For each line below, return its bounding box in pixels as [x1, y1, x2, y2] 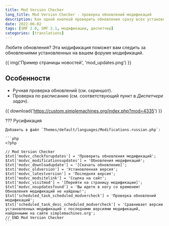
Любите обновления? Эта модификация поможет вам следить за [5, 45, 146, 50]
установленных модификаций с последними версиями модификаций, [5, 206, 141, 211]
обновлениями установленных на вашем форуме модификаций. [5, 50, 144, 56]
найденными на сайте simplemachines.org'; [5, 210, 96, 216]
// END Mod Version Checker [5, 215, 64, 220]
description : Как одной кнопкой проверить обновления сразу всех [5, 17, 145, 22]
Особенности [5, 74, 50, 83]
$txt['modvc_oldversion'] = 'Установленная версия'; [5, 167, 118, 172]
